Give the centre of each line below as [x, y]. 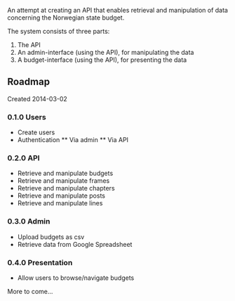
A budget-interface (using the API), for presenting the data [102, 60]
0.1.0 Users [27, 117]
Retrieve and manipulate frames [63, 181]
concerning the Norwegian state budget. [66, 18]
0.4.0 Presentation [40, 262]
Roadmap [29, 82]
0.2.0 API [23, 158]
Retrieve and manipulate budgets [65, 173]
